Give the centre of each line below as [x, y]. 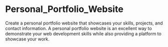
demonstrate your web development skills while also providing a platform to [83, 33]
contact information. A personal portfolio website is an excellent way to [78, 28]
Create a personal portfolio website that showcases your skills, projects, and [84, 23]
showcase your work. [27, 39]
